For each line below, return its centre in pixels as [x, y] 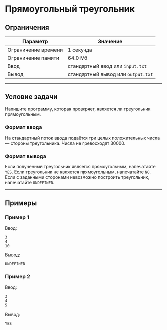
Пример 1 [17, 217]
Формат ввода [24, 127]
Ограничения [27, 28]
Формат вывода [26, 156]
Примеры [21, 203]
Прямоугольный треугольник [70, 9]
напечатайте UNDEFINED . [30, 183]
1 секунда [80, 50]
